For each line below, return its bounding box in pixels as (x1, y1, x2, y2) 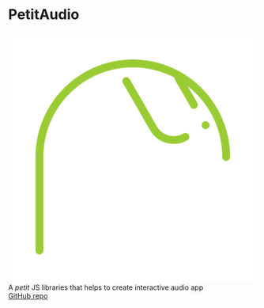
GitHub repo (8, 291, 48, 300)
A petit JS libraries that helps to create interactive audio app (8, 283, 204, 292)
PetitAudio (8, 6, 80, 24)
